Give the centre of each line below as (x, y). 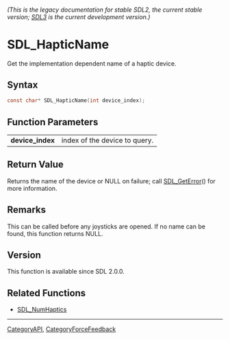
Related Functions (47, 293)
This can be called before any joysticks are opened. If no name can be (106, 226)
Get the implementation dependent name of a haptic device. (92, 63)
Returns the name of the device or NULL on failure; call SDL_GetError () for (111, 181)
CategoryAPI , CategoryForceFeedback (62, 329)
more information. (32, 188)
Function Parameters (53, 122)
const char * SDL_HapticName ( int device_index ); (76, 101)
